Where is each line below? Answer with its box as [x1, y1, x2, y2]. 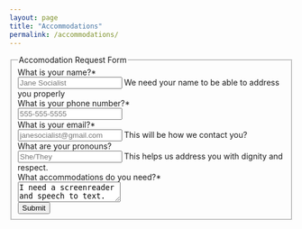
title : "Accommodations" [9, 22, 103, 31]
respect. [17, 162, 49, 173]
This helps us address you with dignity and [124, 151, 284, 162]
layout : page [9, 13, 59, 23]
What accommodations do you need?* [17, 172, 161, 183]
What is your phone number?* [17, 98, 131, 109]
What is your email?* [17, 119, 96, 131]
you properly [17, 88, 66, 99]
